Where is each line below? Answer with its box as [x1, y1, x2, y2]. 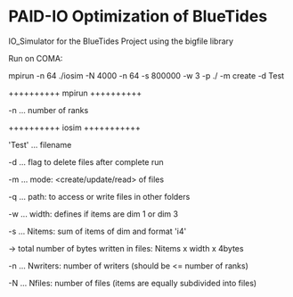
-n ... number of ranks [8, 104, 89, 115]
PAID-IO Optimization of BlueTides [8, 6, 268, 27]
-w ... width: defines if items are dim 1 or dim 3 [8, 208, 179, 219]
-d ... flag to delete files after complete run [8, 156, 164, 167]
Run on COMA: [8, 53, 63, 63]
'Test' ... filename [8, 139, 72, 150]
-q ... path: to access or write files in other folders [8, 191, 191, 202]
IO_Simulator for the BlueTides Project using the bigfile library [8, 36, 233, 46]
